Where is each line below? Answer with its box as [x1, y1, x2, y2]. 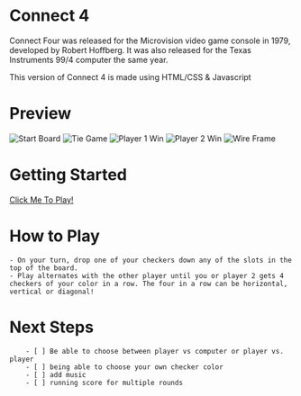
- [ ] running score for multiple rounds [25, 378, 183, 387]
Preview [9, 103, 72, 124]
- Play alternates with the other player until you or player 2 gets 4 [9, 271, 284, 280]
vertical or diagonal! [9, 287, 95, 296]
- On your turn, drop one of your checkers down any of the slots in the [9, 256, 293, 265]
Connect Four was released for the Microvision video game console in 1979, [9, 35, 291, 46]
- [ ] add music [25, 370, 87, 379]
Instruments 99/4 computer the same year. [9, 54, 169, 65]
